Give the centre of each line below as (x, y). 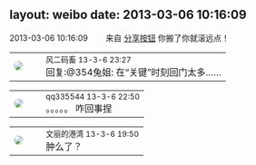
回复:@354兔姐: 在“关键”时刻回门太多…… (134, 72)
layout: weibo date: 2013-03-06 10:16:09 (128, 15)
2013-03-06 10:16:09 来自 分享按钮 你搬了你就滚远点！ (119, 38)
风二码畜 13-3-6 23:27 (89, 59)
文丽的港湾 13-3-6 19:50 (92, 134)
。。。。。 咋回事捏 (79, 108)
